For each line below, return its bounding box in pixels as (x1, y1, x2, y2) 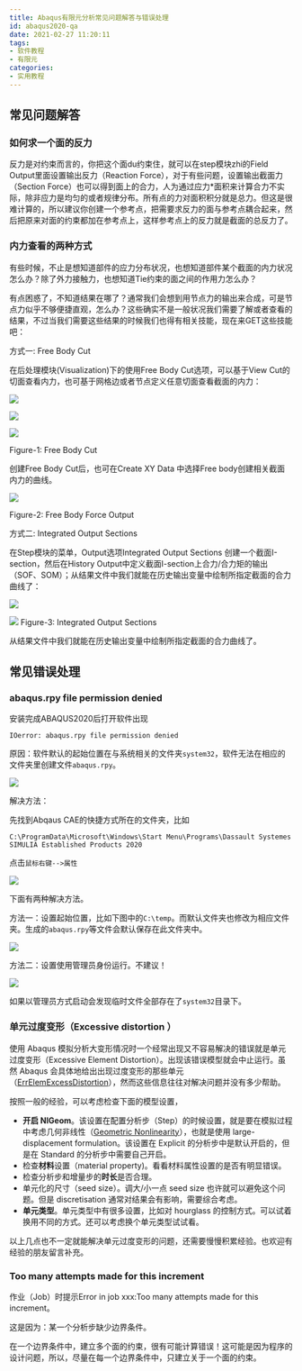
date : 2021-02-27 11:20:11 (9, 30, 111, 39)
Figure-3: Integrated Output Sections (20, 616, 157, 627)
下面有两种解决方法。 (9, 894, 88, 904)
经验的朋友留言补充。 (9, 1247, 88, 1258)
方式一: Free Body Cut (9, 345, 92, 356)
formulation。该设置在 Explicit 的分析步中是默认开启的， (75, 1137, 282, 1149)
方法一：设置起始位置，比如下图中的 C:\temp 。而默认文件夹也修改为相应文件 (9, 912, 290, 923)
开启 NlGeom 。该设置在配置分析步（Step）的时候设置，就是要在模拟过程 (22, 1114, 293, 1126)
